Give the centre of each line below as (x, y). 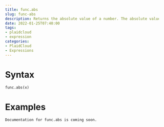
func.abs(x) (17, 88)
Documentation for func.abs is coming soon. (51, 120)
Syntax (20, 74)
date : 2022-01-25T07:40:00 (32, 23)
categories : (17, 42)
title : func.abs (21, 10)
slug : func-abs (20, 14)
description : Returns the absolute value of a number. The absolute (76, 19)
